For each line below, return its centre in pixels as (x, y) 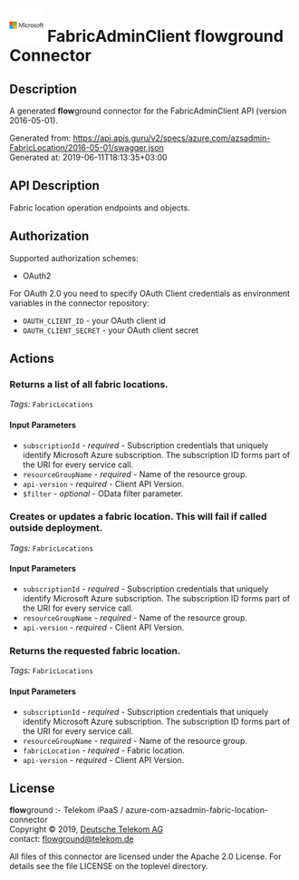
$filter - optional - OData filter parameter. (103, 494)
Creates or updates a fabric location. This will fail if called (138, 517)
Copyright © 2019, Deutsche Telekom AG (87, 829)
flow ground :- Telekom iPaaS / (67, 810)
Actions (32, 359)
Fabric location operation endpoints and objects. (100, 208)
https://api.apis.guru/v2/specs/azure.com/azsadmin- (172, 138)
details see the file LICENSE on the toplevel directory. (109, 866)
